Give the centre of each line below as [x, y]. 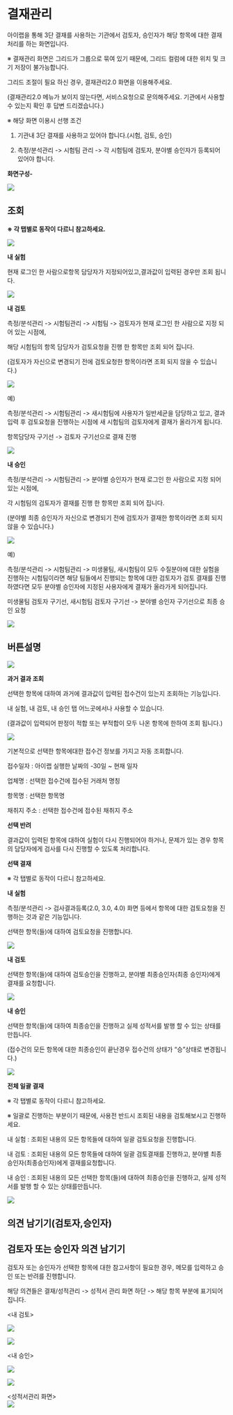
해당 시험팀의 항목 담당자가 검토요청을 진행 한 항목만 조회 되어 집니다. [101, 347]
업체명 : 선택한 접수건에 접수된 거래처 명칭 [64, 780]
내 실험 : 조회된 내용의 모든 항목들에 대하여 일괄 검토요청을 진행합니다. [102, 1139]
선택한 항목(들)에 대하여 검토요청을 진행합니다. [70, 931]
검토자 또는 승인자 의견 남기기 [66, 1249]
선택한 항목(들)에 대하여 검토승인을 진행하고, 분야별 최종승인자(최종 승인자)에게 [114, 974]
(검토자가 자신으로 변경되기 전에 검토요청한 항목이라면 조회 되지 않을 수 [103, 361]
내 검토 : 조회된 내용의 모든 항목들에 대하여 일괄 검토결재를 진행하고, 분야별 [108, 1154]
